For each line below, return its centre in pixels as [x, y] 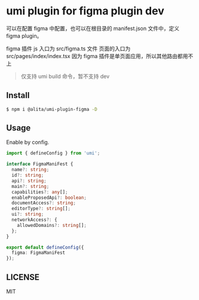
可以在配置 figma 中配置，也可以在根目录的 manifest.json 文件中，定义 [93, 28]
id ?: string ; [28, 175]
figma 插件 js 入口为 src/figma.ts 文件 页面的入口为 [68, 49]
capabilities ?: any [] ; [40, 192]
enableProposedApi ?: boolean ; [49, 198]
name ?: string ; [30, 170]
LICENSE [23, 277]
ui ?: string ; [28, 214]
